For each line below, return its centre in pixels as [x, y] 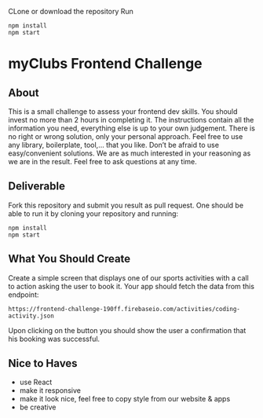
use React [36, 382]
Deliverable [37, 187]
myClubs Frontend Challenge [105, 64]
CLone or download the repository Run [71, 11]
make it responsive [50, 390]
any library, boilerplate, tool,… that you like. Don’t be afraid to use [114, 145]
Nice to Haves [43, 363]
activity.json [31, 316]
